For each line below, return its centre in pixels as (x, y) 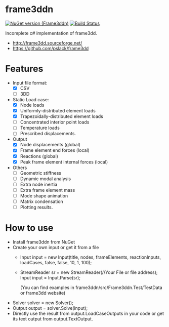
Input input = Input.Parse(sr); (50, 278)
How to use (29, 228)
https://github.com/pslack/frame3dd (51, 48)
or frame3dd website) (43, 293)
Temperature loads (40, 128)
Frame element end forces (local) (55, 150)
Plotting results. (36, 207)
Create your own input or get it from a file (56, 247)
